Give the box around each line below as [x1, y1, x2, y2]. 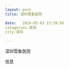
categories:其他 [5, 25, 36, 30]
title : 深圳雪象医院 [5, 12, 42, 17]
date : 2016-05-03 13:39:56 [5, 21, 64, 25]
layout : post [5, 7, 32, 12]
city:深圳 [5, 30, 23, 35]
